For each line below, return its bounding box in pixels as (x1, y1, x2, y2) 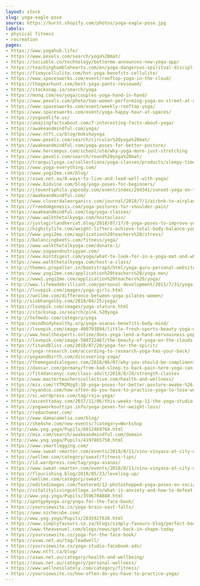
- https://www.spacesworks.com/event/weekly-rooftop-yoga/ (5, 103, 156, 110)
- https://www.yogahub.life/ (5, 48, 78, 54)
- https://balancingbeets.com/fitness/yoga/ (5, 237, 118, 243)
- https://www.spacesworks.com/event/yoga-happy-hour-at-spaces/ (5, 109, 171, 115)
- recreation (5, 37, 38, 42)
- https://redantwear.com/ (5, 409, 73, 415)
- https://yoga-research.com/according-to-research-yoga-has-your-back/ (5, 348, 190, 354)
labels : (5, 25, 25, 32)
